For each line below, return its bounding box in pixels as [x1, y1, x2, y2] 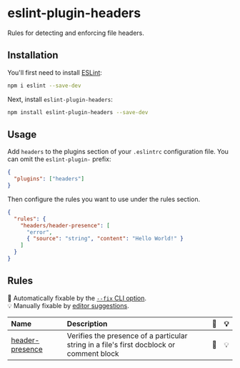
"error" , [26, 228, 53, 236]
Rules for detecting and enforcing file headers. [7, 29, 145, 37]
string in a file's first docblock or [66, 339, 176, 349]
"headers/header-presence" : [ [20, 222, 111, 229]
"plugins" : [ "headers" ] [14, 175, 84, 183]
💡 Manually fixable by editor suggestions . [7, 301, 130, 310]
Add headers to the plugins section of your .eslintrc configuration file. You [7, 148, 229, 156]
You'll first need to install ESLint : [7, 68, 102, 76]
